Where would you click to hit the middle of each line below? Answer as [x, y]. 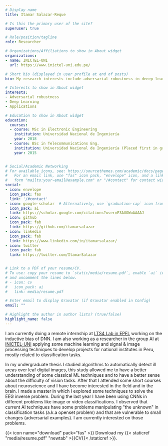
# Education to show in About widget [44, 115]
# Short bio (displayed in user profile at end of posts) [67, 74]
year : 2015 [25, 153]
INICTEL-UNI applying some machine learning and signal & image [72, 344]
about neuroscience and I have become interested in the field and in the [79, 386]
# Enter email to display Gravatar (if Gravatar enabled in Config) [78, 301]
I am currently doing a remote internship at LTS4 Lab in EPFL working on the [84, 333]
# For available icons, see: [35, 171]
